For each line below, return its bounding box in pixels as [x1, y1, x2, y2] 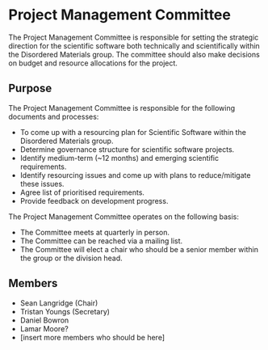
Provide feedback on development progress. [19, 196, 169, 205]
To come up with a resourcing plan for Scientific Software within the [19, 127, 246, 137]
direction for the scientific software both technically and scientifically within [8, 40, 260, 50]
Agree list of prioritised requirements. [19, 188, 145, 197]
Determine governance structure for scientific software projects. [19, 144, 235, 154]
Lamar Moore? [19, 323, 69, 333]
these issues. [19, 179, 65, 188]
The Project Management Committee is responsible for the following [8, 103, 236, 112]
